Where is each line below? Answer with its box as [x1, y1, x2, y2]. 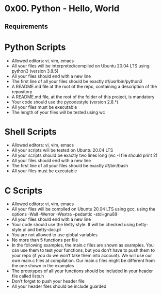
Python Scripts [4, 42, 66, 52]
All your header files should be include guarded [11, 283, 107, 289]
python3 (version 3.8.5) [11, 68, 59, 74]
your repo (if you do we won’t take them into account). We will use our [11, 253, 152, 259]
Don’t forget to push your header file [11, 278, 85, 284]
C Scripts [4, 185, 43, 196]
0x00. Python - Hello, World [4, 3, 120, 14]
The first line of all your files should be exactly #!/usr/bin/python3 [11, 78, 143, 84]
